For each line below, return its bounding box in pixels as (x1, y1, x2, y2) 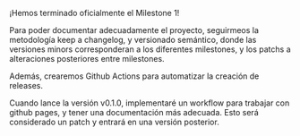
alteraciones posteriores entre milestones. (9, 54, 165, 64)
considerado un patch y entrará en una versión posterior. (9, 116, 219, 127)
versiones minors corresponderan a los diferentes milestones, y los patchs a (9, 44, 291, 55)
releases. (9, 81, 43, 90)
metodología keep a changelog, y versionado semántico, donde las (9, 35, 257, 45)
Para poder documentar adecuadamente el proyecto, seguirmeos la (9, 25, 260, 35)
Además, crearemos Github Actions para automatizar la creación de (9, 71, 260, 81)
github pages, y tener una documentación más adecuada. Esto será (9, 107, 259, 117)
